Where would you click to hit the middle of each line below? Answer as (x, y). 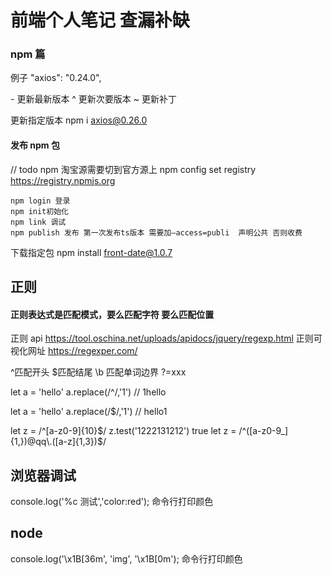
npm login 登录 (40, 201)
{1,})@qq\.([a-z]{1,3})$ (56, 442)
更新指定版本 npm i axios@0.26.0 (79, 120)
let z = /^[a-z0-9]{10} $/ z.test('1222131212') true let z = (123, 431)
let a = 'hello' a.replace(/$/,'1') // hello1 (89, 412)
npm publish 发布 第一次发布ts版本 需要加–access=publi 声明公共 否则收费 (156, 232)
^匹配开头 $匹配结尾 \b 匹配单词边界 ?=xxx (98, 372)
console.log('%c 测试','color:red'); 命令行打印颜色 (112, 502)
